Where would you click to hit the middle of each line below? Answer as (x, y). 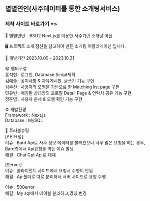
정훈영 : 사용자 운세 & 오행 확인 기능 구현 (44, 99)
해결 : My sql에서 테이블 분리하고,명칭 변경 (46, 193)
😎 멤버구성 (16, 68)
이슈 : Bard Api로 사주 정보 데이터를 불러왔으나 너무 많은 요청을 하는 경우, (75, 142)
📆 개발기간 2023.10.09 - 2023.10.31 (40, 58)
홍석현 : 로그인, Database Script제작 (40, 75)
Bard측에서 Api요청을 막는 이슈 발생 (39, 149)
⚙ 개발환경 (16, 109)
